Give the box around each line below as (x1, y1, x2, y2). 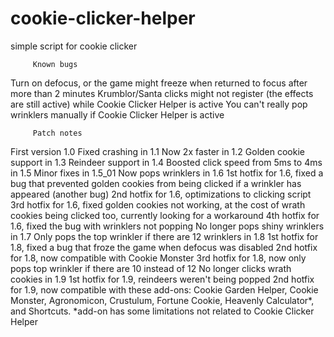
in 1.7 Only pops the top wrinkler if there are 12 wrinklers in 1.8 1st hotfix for (10, 230, 319, 242)
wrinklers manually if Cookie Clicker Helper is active (10, 108, 225, 121)
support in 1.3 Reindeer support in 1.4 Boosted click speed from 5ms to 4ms (10, 156, 323, 168)
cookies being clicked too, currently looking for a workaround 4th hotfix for (10, 209, 320, 221)
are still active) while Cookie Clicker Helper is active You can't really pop (10, 98, 308, 110)
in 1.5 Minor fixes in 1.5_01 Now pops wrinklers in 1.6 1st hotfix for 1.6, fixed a (10, 167, 324, 179)
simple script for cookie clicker (10, 40, 138, 52)
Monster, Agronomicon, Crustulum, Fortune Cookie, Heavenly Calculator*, (10, 294, 315, 306)
